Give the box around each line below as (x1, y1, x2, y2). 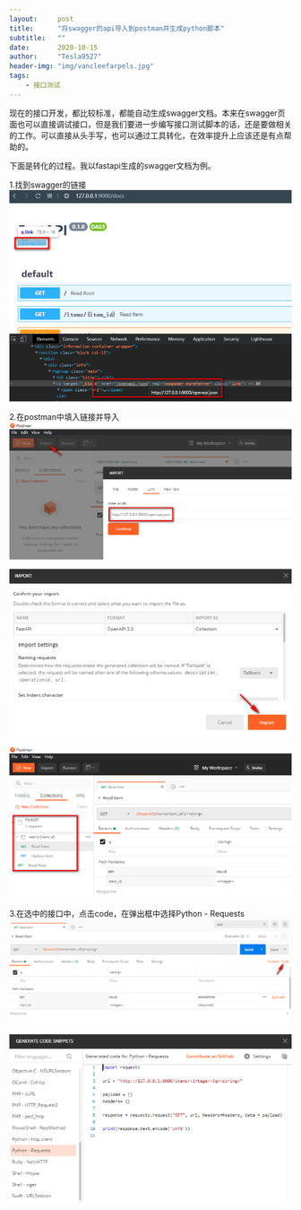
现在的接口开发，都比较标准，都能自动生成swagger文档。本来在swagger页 (9, 108, 286, 118)
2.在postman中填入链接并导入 (9, 411, 119, 422)
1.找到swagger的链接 (9, 179, 87, 190)
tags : (9, 72, 30, 81)
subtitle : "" (9, 33, 66, 42)
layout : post (9, 14, 74, 23)
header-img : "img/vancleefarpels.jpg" (9, 62, 154, 71)
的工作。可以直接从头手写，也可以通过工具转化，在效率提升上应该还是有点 (9, 130, 284, 141)
